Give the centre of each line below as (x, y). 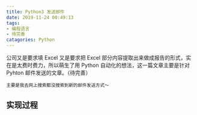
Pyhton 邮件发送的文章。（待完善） (49, 73)
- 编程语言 (18, 29)
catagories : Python (31, 40)
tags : (13, 23)
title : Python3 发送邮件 (35, 12)
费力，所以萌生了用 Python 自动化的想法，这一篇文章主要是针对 (111, 65)
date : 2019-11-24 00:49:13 (40, 17)
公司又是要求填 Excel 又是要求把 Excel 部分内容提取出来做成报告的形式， (96, 57)
